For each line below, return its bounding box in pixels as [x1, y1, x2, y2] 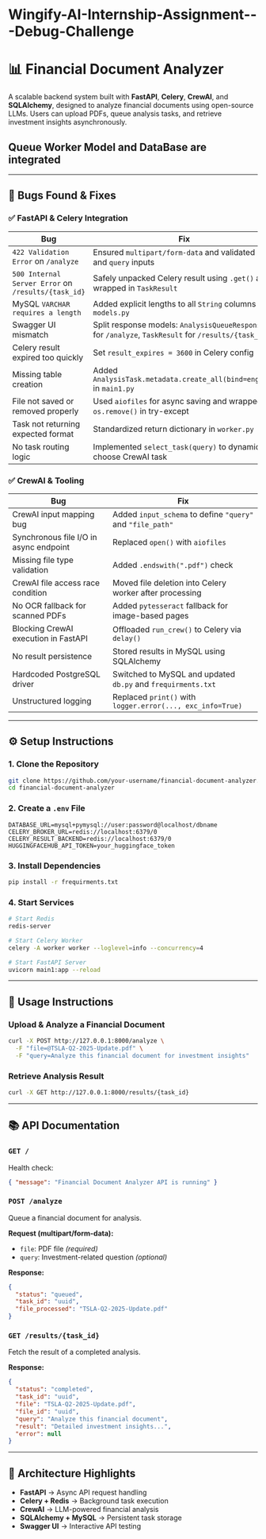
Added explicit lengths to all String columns [93, 298, 256, 309]
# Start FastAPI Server [8, 958, 87, 966]
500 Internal [12, 269, 62, 279]
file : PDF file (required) [19, 1244, 98, 1253]
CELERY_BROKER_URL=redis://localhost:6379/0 [8, 827, 158, 835]
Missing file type [12, 554, 74, 565]
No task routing [12, 441, 70, 452]
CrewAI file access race [12, 577, 101, 588]
